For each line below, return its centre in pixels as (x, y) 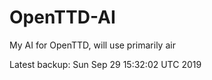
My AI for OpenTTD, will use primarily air (92, 45)
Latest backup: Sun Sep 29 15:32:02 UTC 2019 (105, 64)
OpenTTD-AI (62, 17)
